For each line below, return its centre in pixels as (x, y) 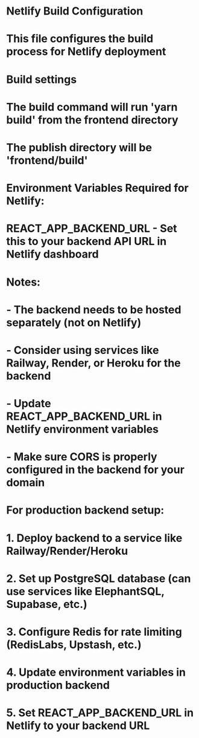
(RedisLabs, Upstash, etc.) (74, 645)
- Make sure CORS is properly (82, 457)
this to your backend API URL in (87, 242)
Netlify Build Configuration (75, 11)
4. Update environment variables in (96, 672)
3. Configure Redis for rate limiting (94, 632)
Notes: (24, 282)
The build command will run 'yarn (92, 107)
